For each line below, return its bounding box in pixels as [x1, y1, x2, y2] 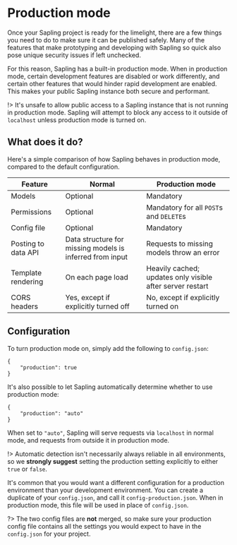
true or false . [7, 465, 48, 473]
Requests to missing [145, 239, 214, 248]
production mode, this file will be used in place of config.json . [7, 501, 189, 509]
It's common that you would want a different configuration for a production [7, 478, 224, 486]
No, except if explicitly [145, 292, 220, 302]
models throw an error [145, 247, 220, 257]
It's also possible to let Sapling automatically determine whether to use [7, 383, 213, 391]
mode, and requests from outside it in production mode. [7, 436, 170, 444]
